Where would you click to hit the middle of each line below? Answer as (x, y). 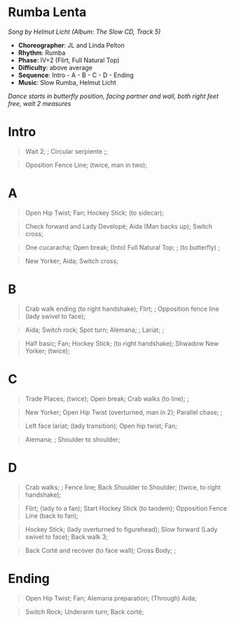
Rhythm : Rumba (42, 53)
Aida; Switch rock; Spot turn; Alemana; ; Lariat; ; (94, 330)
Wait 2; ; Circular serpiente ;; (66, 151)
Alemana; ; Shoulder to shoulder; (73, 439)
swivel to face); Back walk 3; (66, 537)
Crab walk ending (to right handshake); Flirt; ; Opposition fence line (122, 309)
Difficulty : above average (55, 67)
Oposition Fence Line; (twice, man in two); (86, 165)
